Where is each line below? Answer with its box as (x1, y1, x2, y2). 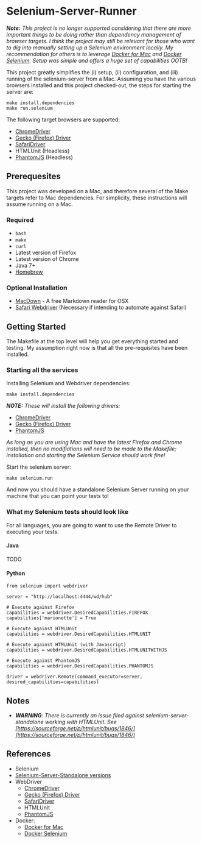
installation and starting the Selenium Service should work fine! (6, 452, 165, 459)
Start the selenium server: (6, 463, 71, 471)
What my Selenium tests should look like (6, 508, 129, 516)
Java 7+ (15, 262, 36, 269)
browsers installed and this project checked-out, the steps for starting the (6, 81, 192, 89)
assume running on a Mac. (6, 200, 73, 208)
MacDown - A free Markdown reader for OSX (15, 297, 129, 305)
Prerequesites (6, 171, 61, 182)
